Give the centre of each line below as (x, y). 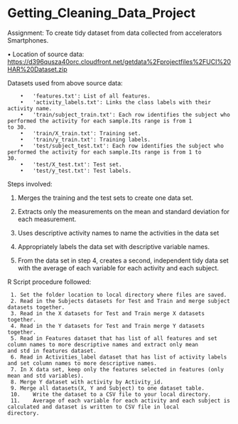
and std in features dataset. (52, 351)
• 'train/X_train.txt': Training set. (81, 133)
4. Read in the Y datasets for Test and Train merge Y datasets (107, 326)
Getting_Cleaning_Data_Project (102, 13)
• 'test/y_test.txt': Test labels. (76, 171)
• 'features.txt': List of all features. (86, 96)
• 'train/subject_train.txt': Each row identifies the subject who (125, 115)
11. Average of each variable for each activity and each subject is (120, 401)
